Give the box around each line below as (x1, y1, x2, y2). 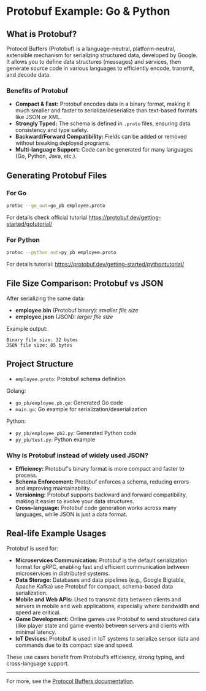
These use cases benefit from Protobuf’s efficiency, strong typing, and (6, 653, 185, 660)
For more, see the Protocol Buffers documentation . (6, 677, 135, 685)
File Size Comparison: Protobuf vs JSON (6, 278, 164, 289)
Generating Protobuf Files (6, 170, 107, 180)
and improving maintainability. (15, 484, 91, 492)
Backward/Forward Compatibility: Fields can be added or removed (15, 133, 187, 141)
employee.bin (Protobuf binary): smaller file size (15, 306, 139, 314)
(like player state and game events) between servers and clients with (15, 622, 189, 629)
